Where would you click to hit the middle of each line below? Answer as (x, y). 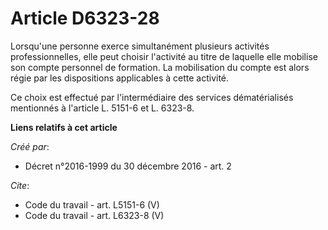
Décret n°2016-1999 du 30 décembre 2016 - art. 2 (128, 166)
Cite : (20, 185)
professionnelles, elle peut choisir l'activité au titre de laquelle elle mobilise (164, 56)
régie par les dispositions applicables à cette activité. (120, 78)
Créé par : (30, 146)
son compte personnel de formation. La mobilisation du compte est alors (160, 67)
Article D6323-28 (85, 18)
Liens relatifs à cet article (64, 127)
